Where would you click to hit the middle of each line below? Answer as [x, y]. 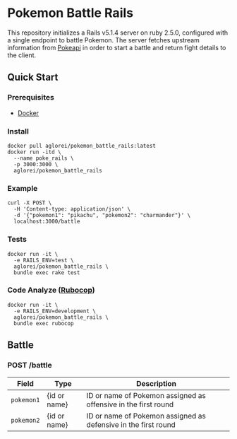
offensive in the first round [130, 404]
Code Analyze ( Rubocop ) [51, 290]
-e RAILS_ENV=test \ [44, 260]
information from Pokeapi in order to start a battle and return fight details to [117, 47]
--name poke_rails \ [44, 158]
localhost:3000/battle [47, 222]
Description [156, 383]
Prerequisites [31, 98]
